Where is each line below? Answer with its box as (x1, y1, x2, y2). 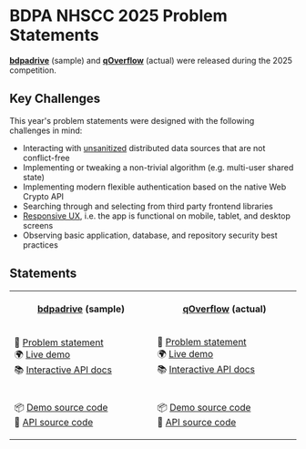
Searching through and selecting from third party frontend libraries (22, 200, 273, 211)
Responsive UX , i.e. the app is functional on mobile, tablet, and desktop (22, 210, 291, 221)
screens (22, 219, 54, 230)
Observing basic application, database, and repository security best (22, 230, 278, 240)
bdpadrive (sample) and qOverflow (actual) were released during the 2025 (9, 55, 293, 66)
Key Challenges (9, 91, 101, 107)
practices (22, 239, 59, 250)
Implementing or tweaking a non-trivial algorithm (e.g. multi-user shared (22, 161, 294, 173)
